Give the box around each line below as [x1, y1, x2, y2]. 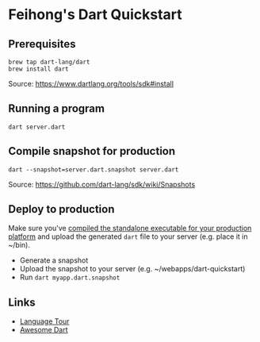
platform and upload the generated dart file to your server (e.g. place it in [8, 232, 248, 241]
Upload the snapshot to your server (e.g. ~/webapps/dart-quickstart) [19, 264, 246, 274]
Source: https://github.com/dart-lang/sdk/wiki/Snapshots [8, 179, 196, 189]
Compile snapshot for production [8, 144, 176, 158]
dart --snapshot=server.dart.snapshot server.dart [8, 165, 179, 174]
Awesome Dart [19, 325, 69, 335]
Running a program [8, 102, 105, 116]
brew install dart [8, 65, 69, 73]
